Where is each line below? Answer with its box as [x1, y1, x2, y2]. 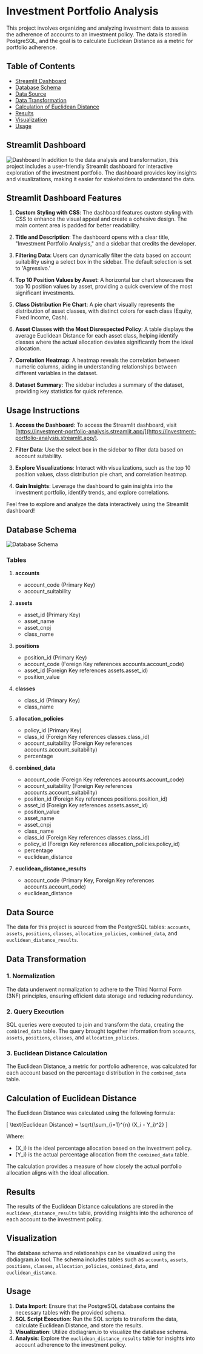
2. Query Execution [6, 1007, 64, 1016]
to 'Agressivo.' [15, 265, 51, 272]
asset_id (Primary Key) [24, 611, 81, 619]
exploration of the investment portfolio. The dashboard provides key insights [6, 168, 197, 176]
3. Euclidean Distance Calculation [6, 1049, 108, 1058]
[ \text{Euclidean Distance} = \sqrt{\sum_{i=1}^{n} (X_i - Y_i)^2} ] [6, 1121, 168, 1129]
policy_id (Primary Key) [24, 727, 82, 734]
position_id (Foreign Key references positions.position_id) [24, 795, 168, 802]
